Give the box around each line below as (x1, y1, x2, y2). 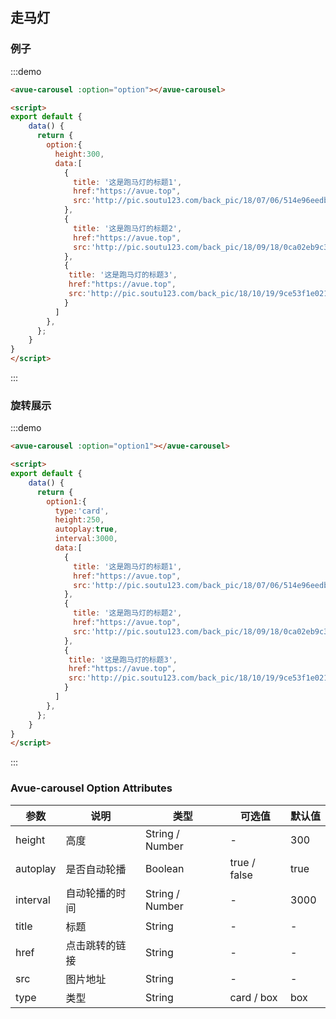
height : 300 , (54, 149, 105, 159)
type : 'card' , (54, 506, 110, 516)
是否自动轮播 (65, 862, 127, 876)
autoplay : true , (54, 524, 118, 535)
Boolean (145, 861, 185, 875)
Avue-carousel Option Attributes (10, 781, 173, 795)
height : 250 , (54, 515, 105, 525)
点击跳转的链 (65, 938, 127, 952)
